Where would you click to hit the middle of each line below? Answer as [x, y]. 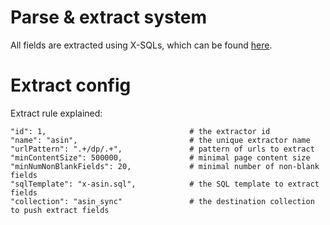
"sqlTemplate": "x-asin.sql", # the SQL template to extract [165, 184]
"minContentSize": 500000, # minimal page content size [160, 157]
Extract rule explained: [56, 113]
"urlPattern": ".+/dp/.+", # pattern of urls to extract [162, 149]
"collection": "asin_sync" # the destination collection [162, 201]
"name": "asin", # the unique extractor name [160, 140]
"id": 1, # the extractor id [140, 131]
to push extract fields [60, 210]
